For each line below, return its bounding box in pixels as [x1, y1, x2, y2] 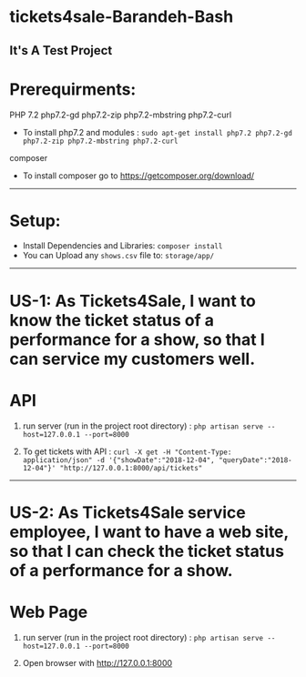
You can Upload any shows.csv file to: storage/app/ [22, 250, 215, 261]
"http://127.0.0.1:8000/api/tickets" [59, 463, 203, 472]
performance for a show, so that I [9, 329, 266, 349]
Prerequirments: [9, 79, 137, 99]
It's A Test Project [9, 43, 113, 58]
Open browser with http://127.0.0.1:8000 [22, 657, 173, 668]
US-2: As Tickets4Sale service [9, 502, 246, 522]
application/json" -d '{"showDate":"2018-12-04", [22, 455, 216, 465]
